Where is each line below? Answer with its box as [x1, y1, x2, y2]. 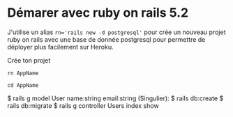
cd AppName [7, 81, 39, 88]
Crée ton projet [7, 56, 51, 64]
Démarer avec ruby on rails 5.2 [7, 5, 189, 21]
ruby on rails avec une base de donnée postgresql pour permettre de [7, 35, 206, 43]
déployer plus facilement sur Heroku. [7, 42, 114, 51]
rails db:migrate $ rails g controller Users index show [7, 101, 159, 109]
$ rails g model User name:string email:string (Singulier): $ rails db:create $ [7, 94, 224, 102]
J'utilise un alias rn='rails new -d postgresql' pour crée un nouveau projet [7, 28, 226, 36]
